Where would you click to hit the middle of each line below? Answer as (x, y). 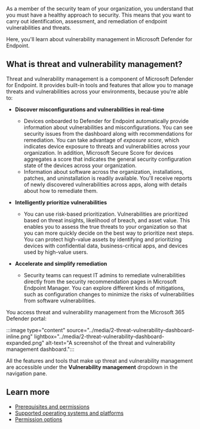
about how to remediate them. (61, 191)
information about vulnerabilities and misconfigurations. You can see (108, 127)
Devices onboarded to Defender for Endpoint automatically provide (106, 121)
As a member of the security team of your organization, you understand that (100, 9)
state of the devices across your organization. (80, 165)
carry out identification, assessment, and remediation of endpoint (87, 21)
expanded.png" (25, 342)
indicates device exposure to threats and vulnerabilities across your (107, 146)
